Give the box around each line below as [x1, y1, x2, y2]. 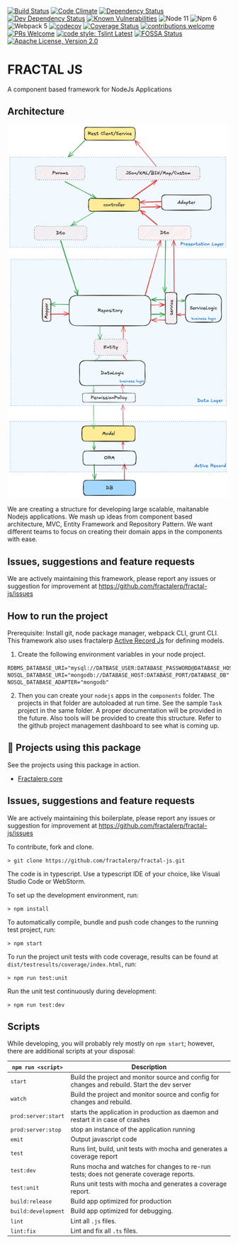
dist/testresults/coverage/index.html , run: [7, 960, 137, 968]
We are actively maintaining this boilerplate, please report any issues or [7, 813, 216, 822]
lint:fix [10, 1228, 37, 1235]
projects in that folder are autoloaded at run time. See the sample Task [17, 699, 222, 708]
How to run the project [7, 610, 108, 622]
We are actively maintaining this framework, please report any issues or [7, 575, 217, 583]
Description [131, 1063, 167, 1071]
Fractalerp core [17, 774, 63, 783]
